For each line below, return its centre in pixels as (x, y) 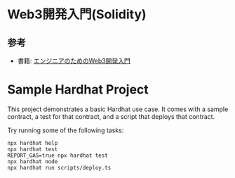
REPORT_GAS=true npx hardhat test (58, 155)
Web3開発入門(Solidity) (77, 14)
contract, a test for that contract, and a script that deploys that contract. (111, 116)
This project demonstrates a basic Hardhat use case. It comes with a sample (118, 109)
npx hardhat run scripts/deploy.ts (59, 167)
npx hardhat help (33, 143)
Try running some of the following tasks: (66, 130)
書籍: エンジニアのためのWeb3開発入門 (74, 61)
